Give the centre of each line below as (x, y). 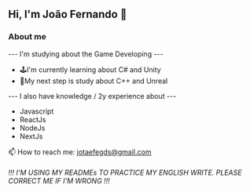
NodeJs (32, 128)
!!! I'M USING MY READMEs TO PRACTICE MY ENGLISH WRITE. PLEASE (125, 172)
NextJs (31, 136)
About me (28, 37)
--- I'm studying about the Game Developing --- (86, 54)
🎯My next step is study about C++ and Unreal (94, 81)
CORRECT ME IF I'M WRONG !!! (59, 181)
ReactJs (33, 119)
